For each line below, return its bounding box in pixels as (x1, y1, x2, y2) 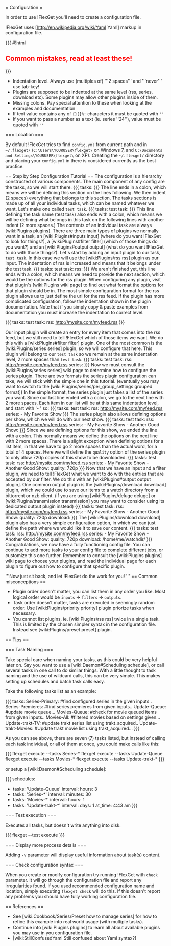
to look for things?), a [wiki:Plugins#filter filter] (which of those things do (5, 238, 158, 244)
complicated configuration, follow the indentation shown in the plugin (5, 298, 151, 304)
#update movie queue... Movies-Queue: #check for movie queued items (5, 709, 157, 715)
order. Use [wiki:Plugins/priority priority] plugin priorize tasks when (12, 605, 154, 611)
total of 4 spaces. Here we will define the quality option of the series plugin (5, 448, 165, 455)
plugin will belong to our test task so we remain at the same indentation (5, 351, 158, 357)
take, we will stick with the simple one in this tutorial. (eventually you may (5, 378, 159, 384)
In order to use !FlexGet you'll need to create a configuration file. (5, 14, 141, 20)
